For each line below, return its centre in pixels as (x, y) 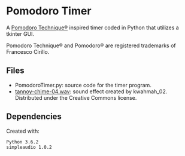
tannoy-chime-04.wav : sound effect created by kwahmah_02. (91, 91)
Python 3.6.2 (22, 142)
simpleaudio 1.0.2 (29, 147)
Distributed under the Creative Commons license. (76, 97)
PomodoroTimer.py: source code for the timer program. (83, 85)
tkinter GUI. (20, 33)
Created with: (23, 131)
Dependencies (34, 117)
